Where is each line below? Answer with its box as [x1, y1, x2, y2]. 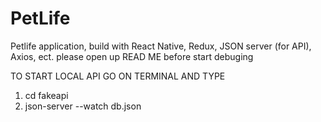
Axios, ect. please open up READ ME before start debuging [10, 50, 254, 62]
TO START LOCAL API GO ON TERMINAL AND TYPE [10, 70, 226, 82]
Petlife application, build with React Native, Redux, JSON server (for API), [10, 40, 312, 52]
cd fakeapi [24, 89, 69, 101]
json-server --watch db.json [24, 100, 142, 112]
